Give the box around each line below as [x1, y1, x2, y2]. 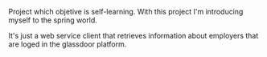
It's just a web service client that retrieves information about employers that [8, 31, 259, 40]
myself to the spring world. [8, 15, 98, 25]
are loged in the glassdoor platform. [8, 39, 127, 49]
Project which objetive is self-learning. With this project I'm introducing [8, 7, 244, 16]
